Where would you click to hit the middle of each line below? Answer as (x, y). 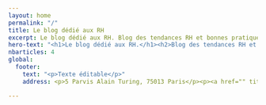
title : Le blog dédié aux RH (56, 30)
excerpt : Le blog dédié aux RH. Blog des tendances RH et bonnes (118, 37)
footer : (28, 67)
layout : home (30, 15)
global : (21, 60)
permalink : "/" (33, 23)
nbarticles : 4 (32, 52)
